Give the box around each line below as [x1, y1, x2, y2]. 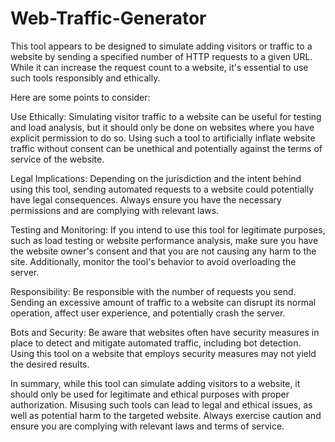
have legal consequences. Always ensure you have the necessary [10, 193, 282, 206]
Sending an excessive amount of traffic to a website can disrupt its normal [10, 296, 317, 308]
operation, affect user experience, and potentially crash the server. [10, 307, 286, 319]
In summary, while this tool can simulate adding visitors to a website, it [10, 377, 301, 389]
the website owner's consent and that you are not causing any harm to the [10, 245, 317, 257]
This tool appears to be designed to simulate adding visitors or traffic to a [10, 40, 313, 52]
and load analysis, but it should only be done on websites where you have [10, 121, 315, 133]
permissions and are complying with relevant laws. [10, 204, 220, 216]
